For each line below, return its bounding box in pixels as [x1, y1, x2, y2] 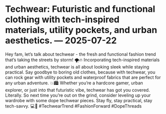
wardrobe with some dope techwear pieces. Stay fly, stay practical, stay [5, 97, 153, 103]
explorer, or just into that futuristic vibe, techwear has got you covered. [5, 87, 150, 93]
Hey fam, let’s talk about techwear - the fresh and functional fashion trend [5, 51, 156, 57]
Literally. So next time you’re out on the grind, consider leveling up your [5, 92, 151, 98]
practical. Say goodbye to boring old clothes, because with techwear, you [5, 69, 156, 75]
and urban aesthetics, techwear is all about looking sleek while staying [5, 64, 150, 70]
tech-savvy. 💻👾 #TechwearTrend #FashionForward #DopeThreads [5, 103, 142, 109]
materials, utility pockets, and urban [5, 25, 158, 36]
